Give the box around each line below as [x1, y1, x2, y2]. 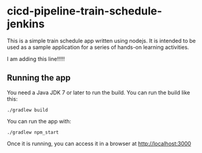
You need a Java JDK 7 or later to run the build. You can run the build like [7, 89, 190, 96]
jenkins [7, 17, 45, 31]
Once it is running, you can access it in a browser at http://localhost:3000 [7, 140, 191, 147]
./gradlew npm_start [7, 129, 60, 135]
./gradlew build [7, 107, 48, 113]
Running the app [7, 73, 71, 83]
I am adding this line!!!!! [7, 55, 65, 62]
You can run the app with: [7, 117, 72, 125]
